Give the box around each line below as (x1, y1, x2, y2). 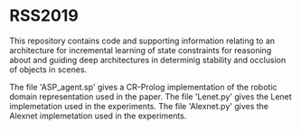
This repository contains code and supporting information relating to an (9, 35, 276, 46)
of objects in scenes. (9, 64, 88, 75)
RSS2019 (9, 5, 79, 26)
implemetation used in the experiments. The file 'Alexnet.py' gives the (9, 100, 269, 111)
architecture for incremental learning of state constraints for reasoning (9, 44, 272, 55)
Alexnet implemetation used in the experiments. (9, 110, 187, 121)
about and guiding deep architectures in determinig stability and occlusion (9, 54, 287, 65)
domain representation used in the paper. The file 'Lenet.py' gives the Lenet (9, 91, 292, 102)
